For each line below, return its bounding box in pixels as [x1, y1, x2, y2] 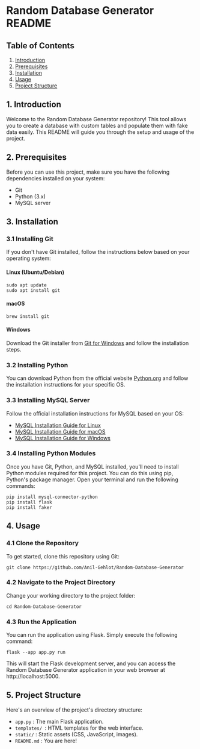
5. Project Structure [6, 690, 81, 700]
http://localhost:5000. [6, 673, 60, 680]
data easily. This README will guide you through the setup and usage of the [6, 128, 195, 136]
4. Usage [6, 521, 40, 531]
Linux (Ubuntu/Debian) [6, 268, 65, 276]
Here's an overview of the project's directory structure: [6, 706, 143, 713]
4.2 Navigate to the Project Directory [6, 578, 116, 587]
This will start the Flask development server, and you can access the [6, 660, 176, 667]
